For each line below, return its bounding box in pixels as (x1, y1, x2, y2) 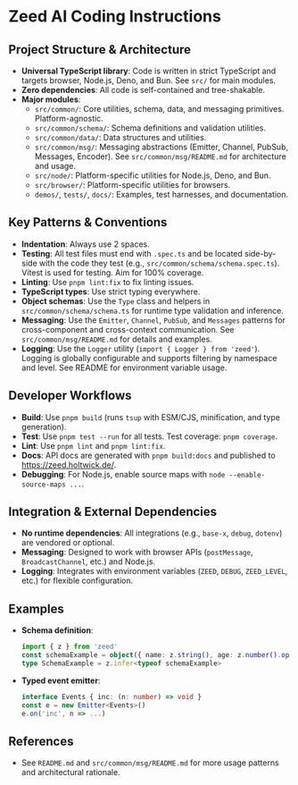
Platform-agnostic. (34, 114, 103, 123)
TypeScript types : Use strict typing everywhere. (21, 286, 201, 297)
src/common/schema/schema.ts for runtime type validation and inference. (21, 305, 285, 316)
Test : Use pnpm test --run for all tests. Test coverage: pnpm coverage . (21, 431, 278, 442)
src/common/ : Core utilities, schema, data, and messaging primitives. (34, 104, 285, 114)
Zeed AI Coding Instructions (8, 6, 222, 27)
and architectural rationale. (21, 767, 121, 778)
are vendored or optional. (21, 537, 115, 548)
